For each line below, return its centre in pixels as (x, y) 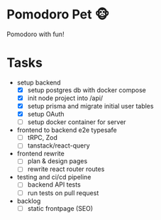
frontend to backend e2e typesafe (67, 130)
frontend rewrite (40, 154)
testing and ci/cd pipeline (54, 177)
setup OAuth (46, 114)
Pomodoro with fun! (35, 34)
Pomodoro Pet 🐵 (58, 15)
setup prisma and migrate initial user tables (90, 106)
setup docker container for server (77, 122)
